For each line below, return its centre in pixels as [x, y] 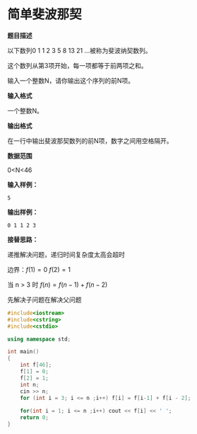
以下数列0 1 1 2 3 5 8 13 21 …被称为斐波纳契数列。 [79, 50]
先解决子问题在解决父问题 [44, 299]
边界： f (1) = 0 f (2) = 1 [39, 269]
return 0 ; [35, 418]
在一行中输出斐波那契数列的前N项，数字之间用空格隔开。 [90, 141]
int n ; [30, 384]
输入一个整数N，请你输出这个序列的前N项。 [71, 80]
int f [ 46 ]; [36, 365]
